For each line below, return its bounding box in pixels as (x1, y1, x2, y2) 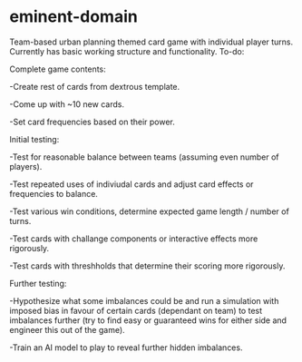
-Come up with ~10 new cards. (9, 98, 125, 110)
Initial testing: (9, 133, 60, 144)
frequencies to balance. (9, 188, 98, 199)
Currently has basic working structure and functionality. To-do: (9, 45, 245, 56)
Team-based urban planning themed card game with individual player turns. (9, 36, 294, 47)
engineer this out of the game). (9, 324, 125, 335)
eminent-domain (9, 6, 138, 27)
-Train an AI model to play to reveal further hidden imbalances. (9, 342, 243, 353)
